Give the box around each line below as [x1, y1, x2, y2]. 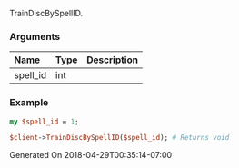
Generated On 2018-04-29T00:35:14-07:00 [9, 150, 173, 161]
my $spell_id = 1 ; [9, 117, 79, 126]
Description [85, 54, 139, 66]
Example [9, 96, 49, 109]
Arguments [9, 30, 61, 43]
